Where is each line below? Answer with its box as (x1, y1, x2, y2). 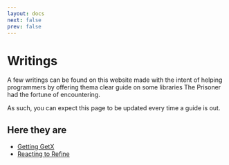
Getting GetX (17, 143, 55, 151)
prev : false (7, 23, 42, 30)
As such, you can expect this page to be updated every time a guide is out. (7, 104, 221, 112)
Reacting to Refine (17, 150, 71, 158)
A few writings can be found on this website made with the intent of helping (7, 76, 223, 84)
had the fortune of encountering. (7, 91, 100, 99)
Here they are (7, 124, 67, 136)
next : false (7, 17, 42, 24)
